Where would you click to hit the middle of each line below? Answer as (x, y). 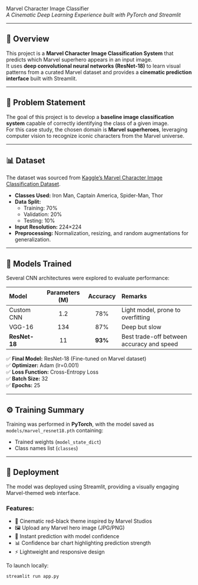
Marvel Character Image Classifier (48, 9)
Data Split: (28, 202)
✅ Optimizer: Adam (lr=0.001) (43, 365)
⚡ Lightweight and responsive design (60, 552)
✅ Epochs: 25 (23, 385)
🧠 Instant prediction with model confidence (67, 536)
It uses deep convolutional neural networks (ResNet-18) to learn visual (93, 66)
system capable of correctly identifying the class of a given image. (88, 123)
